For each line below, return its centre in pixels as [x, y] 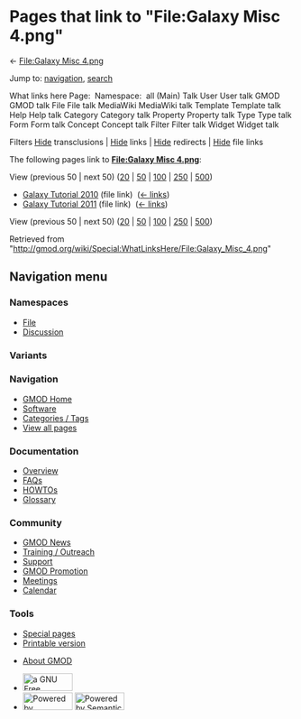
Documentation [44, 451]
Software [39, 409]
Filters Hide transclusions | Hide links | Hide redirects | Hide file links [137, 142]
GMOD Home [47, 399]
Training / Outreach [59, 552]
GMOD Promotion [55, 571]
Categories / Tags [55, 418]
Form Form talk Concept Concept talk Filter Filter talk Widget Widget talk [144, 124]
